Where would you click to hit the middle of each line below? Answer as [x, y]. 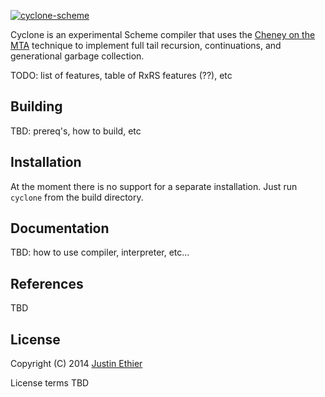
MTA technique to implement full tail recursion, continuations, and [146, 45]
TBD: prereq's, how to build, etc [76, 131]
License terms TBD [50, 383]
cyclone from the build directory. [77, 197]
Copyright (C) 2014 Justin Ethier [76, 364]
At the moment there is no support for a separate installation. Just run [154, 186]
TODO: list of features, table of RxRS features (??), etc [121, 75]
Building [36, 106]
